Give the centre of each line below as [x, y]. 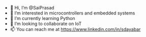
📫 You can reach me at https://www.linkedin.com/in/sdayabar [75, 29]
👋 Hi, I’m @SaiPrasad [32, 8]
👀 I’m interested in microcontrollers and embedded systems [72, 13]
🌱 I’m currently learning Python [42, 18]
